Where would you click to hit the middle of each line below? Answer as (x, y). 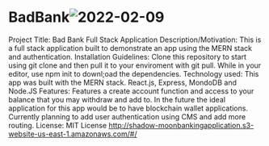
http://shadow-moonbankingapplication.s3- (181, 125)
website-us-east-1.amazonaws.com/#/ (73, 134)
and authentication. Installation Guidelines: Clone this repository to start (128, 56)
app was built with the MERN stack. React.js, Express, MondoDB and (122, 82)
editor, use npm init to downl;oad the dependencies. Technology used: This (134, 73)
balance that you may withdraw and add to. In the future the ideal (117, 99)
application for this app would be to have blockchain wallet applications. (128, 108)
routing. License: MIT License (58, 125)
